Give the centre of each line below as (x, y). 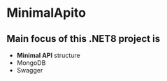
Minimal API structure (49, 55)
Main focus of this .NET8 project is (83, 39)
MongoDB (31, 63)
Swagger (30, 70)
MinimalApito (46, 13)
